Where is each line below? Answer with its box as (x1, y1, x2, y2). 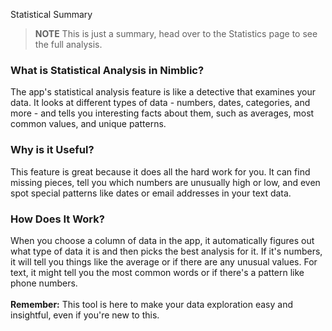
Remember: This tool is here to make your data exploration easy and (10, 298, 293, 310)
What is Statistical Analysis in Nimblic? (10, 63, 205, 77)
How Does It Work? (10, 212, 105, 226)
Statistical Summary (10, 9, 93, 20)
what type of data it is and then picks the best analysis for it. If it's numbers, (10, 245, 323, 257)
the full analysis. (34, 39, 103, 50)
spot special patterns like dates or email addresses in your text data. (10, 187, 292, 199)
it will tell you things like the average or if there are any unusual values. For (10, 255, 318, 268)
